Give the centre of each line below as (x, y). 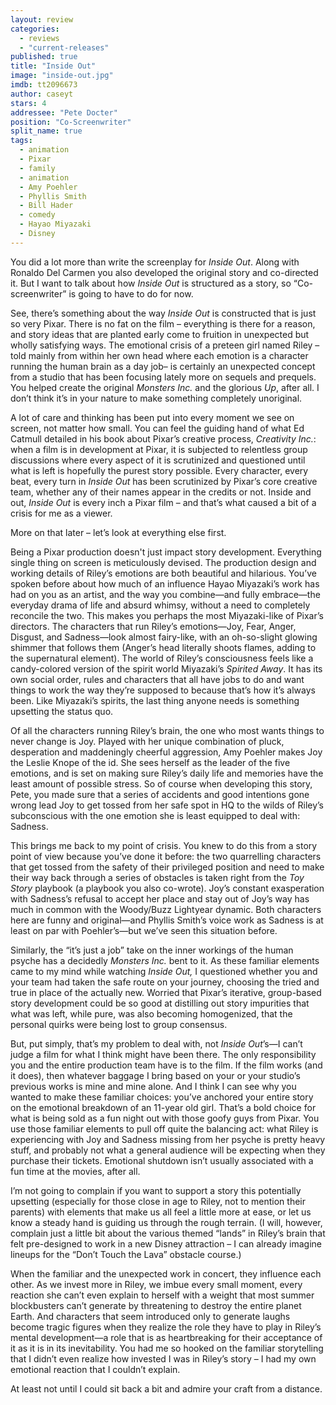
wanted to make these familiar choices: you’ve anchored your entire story (162, 1097)
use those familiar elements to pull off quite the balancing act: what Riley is (164, 1128)
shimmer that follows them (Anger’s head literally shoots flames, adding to (163, 647)
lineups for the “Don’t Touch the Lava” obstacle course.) (126, 1254)
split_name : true (46, 131)
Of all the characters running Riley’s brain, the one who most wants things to (167, 730)
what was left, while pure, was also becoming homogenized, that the (151, 1013)
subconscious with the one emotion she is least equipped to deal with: (155, 815)
